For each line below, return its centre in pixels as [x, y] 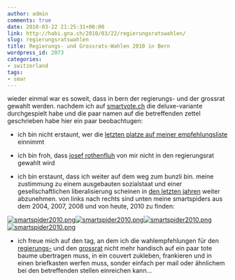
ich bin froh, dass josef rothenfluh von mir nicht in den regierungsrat [116, 155]
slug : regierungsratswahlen [48, 40]
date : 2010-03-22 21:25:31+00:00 [56, 27]
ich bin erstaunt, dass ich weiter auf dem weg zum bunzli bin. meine [115, 176]
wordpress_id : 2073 [36, 53]
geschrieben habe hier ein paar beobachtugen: [75, 121]
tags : [15, 72]
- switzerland [28, 66]
